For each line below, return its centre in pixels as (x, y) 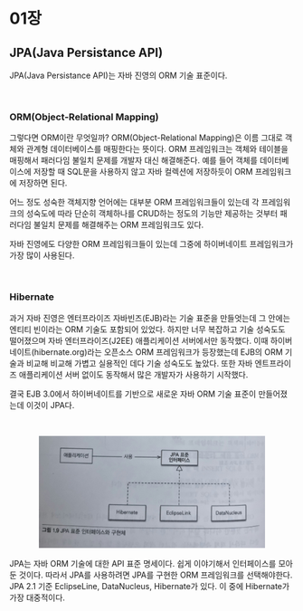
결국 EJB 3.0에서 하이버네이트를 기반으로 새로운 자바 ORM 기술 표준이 (133, 394)
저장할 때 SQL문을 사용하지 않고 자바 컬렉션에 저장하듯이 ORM (143, 172)
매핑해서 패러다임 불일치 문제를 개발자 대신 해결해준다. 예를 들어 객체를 (133, 160)
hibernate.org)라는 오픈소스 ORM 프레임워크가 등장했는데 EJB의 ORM (158, 352)
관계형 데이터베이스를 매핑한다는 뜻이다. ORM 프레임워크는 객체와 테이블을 (157, 149)
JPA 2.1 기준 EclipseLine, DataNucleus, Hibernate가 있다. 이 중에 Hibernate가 (150, 587)
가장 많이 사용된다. (42, 255)
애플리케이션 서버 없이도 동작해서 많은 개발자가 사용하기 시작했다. (133, 374)
